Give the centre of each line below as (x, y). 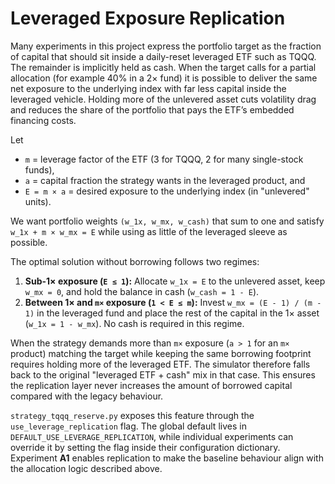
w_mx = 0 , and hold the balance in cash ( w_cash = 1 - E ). (142, 291)
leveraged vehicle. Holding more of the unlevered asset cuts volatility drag (163, 99)
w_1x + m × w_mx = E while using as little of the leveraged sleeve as (149, 231)
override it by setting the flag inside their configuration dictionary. (145, 447)
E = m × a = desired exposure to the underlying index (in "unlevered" (167, 191)
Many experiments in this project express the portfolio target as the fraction (166, 46)
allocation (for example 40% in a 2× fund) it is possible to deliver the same (164, 78)
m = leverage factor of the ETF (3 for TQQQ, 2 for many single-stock (164, 159)
